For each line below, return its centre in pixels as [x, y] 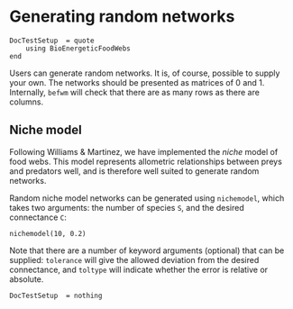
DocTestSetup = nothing [56, 295]
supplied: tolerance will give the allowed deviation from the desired [134, 259]
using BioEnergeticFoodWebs [78, 48]
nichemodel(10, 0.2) [48, 233]
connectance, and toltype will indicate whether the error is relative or [139, 269]
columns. [27, 102]
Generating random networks [122, 17]
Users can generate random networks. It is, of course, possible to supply [145, 73]
